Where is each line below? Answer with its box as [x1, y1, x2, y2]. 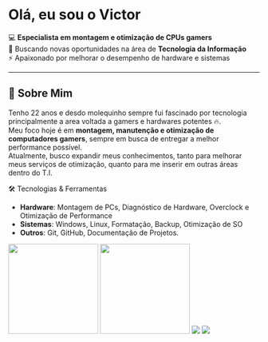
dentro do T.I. [8, 168, 53, 177]
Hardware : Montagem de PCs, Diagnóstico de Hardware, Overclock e [19, 202, 250, 212]
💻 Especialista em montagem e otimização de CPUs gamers [8, 32, 213, 42]
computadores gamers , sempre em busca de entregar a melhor [8, 133, 219, 143]
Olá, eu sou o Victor [8, 6, 141, 24]
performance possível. [8, 142, 82, 152]
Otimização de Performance [19, 210, 113, 221]
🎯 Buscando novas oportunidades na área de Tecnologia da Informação [8, 44, 247, 54]
